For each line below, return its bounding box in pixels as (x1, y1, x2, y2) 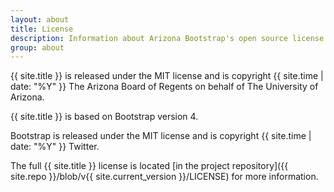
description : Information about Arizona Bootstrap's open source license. (10, 33, 329, 43)
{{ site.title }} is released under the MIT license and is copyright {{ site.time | (10, 70, 324, 82)
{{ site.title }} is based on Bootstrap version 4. (10, 111, 199, 123)
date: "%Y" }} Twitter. (10, 141, 100, 153)
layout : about (10, 14, 70, 25)
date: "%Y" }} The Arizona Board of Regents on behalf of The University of (10, 81, 319, 93)
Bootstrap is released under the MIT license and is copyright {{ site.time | (10, 130, 312, 142)
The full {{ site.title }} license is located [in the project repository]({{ (10, 160, 289, 172)
